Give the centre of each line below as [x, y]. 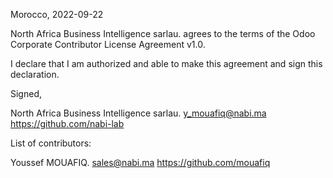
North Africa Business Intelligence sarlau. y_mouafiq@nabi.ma [138, 113]
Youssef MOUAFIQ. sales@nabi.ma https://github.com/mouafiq [140, 162]
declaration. [35, 74]
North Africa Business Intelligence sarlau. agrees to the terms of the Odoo [163, 33]
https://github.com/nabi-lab [67, 123]
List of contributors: [51, 143]
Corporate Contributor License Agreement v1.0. [108, 44]
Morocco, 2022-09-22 [57, 14]
